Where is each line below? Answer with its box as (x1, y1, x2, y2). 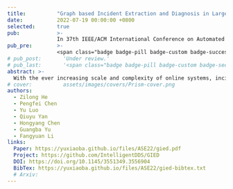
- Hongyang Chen (13, 119, 60, 127)
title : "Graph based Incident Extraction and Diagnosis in (7, 10, 209, 17)
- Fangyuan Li (13, 132, 54, 139)
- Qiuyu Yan (13, 113, 49, 120)
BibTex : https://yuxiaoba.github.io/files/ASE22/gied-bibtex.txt (13, 164, 207, 172)
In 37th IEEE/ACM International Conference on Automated (56, 36, 225, 43)
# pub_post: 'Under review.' (7, 55, 110, 62)
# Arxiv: (13, 171, 39, 178)
